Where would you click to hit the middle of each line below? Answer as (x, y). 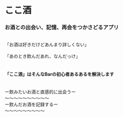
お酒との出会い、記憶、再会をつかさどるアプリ (62, 27)
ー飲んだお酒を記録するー (31, 104)
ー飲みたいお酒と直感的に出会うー (40, 92)
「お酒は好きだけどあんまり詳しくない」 (47, 45)
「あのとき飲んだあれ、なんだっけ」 (43, 56)
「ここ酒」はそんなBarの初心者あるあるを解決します (59, 74)
